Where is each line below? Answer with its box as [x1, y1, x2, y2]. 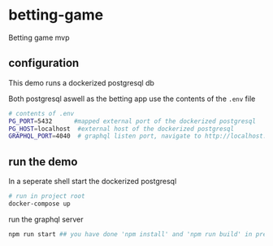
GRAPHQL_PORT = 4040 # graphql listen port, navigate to [8, 132, 201, 140]
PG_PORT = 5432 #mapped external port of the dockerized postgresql [8, 116, 256, 125]
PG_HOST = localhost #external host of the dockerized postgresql [8, 125, 234, 133]
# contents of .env [8, 109, 75, 117]
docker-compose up [8, 200, 71, 208]
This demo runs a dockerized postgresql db [8, 77, 154, 87]
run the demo [8, 155, 78, 169]
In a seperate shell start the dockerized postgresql [8, 177, 177, 187]
